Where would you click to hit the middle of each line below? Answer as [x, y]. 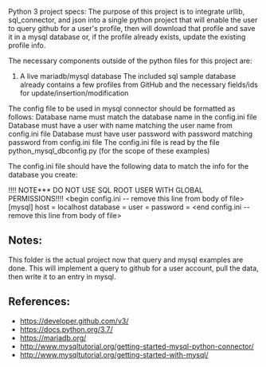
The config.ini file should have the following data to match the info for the [129, 166]
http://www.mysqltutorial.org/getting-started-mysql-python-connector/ [137, 346]
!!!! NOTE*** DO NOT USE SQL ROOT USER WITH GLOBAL [106, 190]
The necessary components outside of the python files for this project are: [130, 61]
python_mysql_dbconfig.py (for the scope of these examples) [109, 151]
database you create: [43, 175]
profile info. [27, 45]
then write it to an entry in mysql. [63, 276]
